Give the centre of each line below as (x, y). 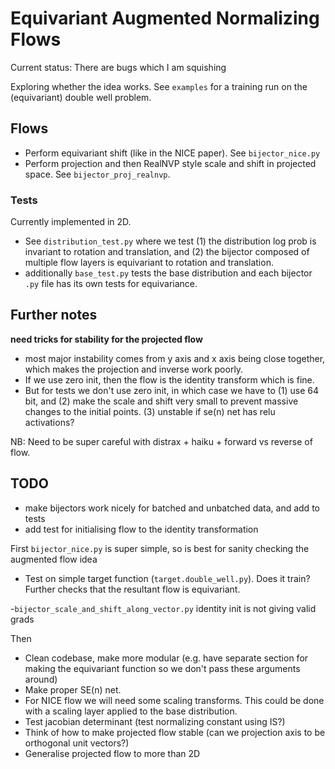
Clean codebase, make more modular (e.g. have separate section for (166, 658)
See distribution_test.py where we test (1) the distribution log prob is (170, 241)
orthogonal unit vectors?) (77, 743)
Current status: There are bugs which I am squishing (118, 67)
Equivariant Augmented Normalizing (165, 18)
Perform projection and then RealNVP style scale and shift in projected (170, 163)
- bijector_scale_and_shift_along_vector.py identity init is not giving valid (163, 608)
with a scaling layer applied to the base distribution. (131, 711)
